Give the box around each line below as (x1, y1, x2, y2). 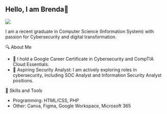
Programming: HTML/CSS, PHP (12, 97, 79, 103)
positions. (12, 77, 34, 83)
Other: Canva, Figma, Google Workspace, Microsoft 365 (12, 103, 131, 109)
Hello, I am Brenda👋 (5, 5, 69, 14)
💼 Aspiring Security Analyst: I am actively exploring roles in (12, 66, 137, 73)
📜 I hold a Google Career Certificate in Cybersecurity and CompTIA (12, 56, 154, 62)
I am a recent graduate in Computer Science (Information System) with (5, 28, 154, 34)
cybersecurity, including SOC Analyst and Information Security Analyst (12, 72, 162, 78)
